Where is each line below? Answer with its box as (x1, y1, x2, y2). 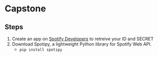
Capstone (4, 3, 46, 14)
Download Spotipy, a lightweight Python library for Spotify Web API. (11, 41, 152, 47)
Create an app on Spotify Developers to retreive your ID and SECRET (11, 36, 154, 42)
